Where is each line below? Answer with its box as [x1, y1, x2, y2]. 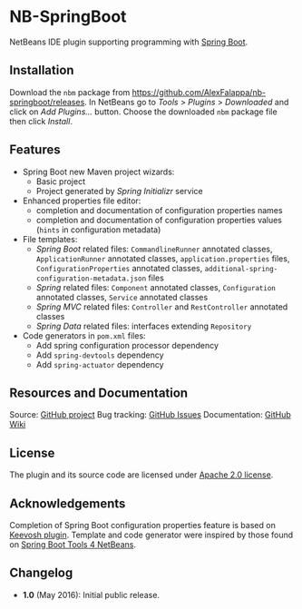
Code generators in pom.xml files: [22, 329, 147, 341]
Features [9, 142, 61, 158]
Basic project [35, 175, 86, 187]
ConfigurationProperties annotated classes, [35, 262, 203, 273]
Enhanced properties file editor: [22, 195, 141, 206]
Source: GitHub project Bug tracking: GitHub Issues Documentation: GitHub [9, 409, 292, 420]
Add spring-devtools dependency [35, 349, 165, 360]
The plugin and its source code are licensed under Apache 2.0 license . [9, 469, 274, 480]
